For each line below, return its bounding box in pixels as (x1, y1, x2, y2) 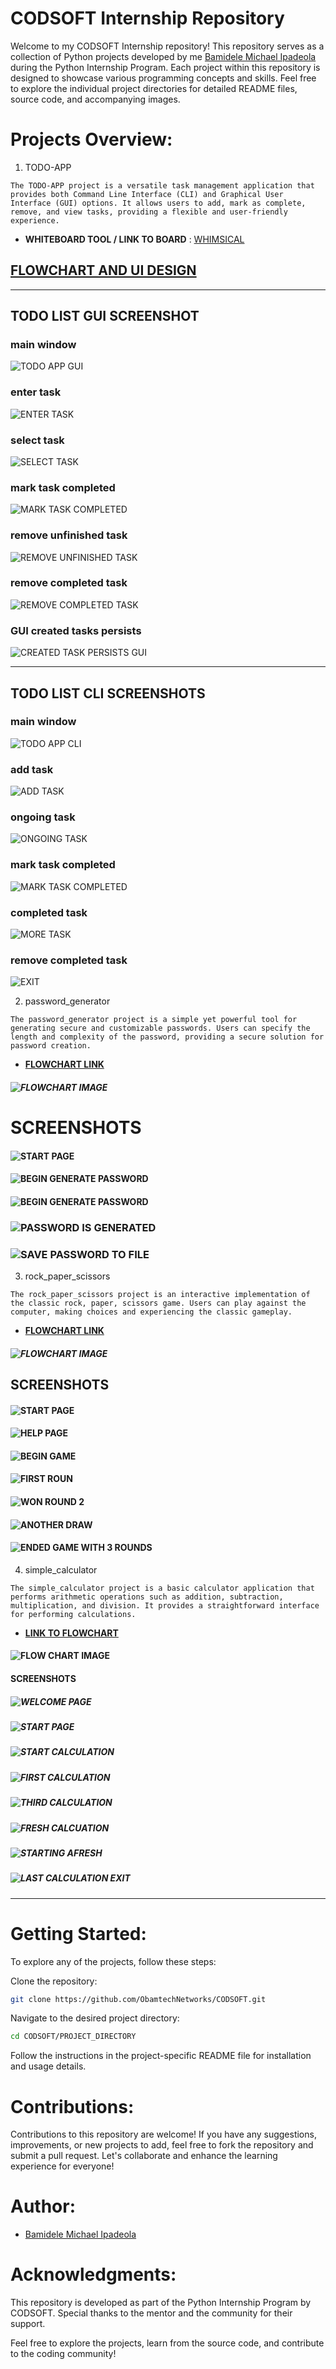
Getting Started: (10, 1922, 147, 1945)
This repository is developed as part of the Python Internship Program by (10, 2297, 312, 2309)
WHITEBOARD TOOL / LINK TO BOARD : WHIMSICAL (24, 233, 245, 245)
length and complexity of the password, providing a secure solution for (10, 1032, 325, 1042)
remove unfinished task (10, 528, 128, 542)
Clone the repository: (10, 1975, 98, 1987)
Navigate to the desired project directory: (10, 2012, 180, 2024)
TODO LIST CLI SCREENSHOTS (10, 685, 206, 702)
